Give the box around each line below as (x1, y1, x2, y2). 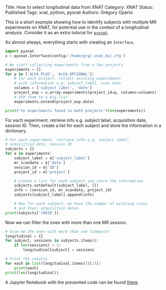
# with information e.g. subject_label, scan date (14, 81, 121, 86)
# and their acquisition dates (14, 206, 79, 211)
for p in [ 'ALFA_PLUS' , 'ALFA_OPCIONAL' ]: (5, 71, 94, 76)
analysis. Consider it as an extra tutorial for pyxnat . (5, 30, 109, 35)
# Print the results (5, 256, 48, 261)
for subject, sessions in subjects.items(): (5, 238, 99, 243)
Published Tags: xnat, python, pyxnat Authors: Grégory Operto (5, 9, 133, 15)
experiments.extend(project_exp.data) (14, 99, 94, 104)
